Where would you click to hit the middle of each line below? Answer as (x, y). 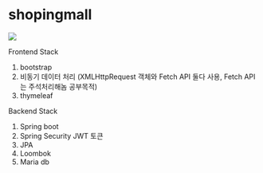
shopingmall (50, 15)
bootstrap (36, 67)
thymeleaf (36, 95)
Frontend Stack (33, 51)
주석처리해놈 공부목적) (63, 86)
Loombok (35, 153)
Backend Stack (33, 111)
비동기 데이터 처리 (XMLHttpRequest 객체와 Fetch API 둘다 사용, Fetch (131, 77)
